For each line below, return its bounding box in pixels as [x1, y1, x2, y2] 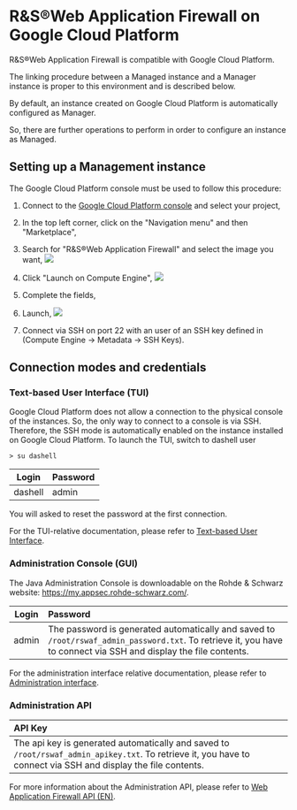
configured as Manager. [9, 107, 96, 118]
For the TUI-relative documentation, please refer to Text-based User [9, 526, 258, 537]
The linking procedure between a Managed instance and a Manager [9, 71, 256, 81]
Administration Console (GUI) [9, 557, 139, 569]
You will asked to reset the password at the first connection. [9, 508, 228, 519]
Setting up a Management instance [9, 159, 206, 174]
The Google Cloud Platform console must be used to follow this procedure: [9, 183, 282, 194]
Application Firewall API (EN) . [9, 791, 117, 802]
